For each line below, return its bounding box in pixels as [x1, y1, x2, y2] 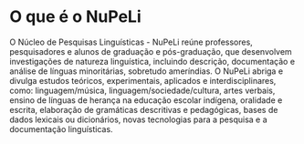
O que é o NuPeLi [9, 6, 142, 27]
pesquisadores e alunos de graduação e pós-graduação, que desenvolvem [9, 46, 292, 57]
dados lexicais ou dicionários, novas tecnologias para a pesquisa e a [9, 114, 267, 125]
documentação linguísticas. [9, 123, 113, 134]
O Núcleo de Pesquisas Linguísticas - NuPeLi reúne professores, [9, 36, 253, 47]
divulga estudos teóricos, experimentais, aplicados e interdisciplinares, [9, 75, 277, 86]
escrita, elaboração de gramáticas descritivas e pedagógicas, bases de [9, 104, 278, 115]
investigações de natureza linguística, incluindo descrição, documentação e [9, 56, 295, 67]
